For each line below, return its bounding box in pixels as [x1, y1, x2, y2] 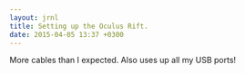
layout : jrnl [9, 13, 59, 23]
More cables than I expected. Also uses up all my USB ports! [9, 55, 237, 66]
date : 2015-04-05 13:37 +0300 [9, 30, 125, 39]
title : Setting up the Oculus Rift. [9, 22, 148, 31]
